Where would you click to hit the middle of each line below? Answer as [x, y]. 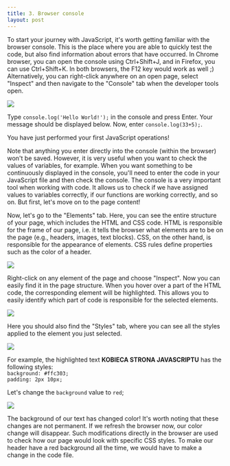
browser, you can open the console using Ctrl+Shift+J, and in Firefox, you [111, 61]
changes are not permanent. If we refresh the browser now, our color [105, 425]
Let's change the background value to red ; [66, 392]
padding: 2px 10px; [35, 379]
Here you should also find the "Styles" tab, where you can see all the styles [114, 326]
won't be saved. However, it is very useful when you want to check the [107, 158]
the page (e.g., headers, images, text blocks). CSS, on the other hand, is [109, 237]
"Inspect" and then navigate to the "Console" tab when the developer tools [113, 83]
